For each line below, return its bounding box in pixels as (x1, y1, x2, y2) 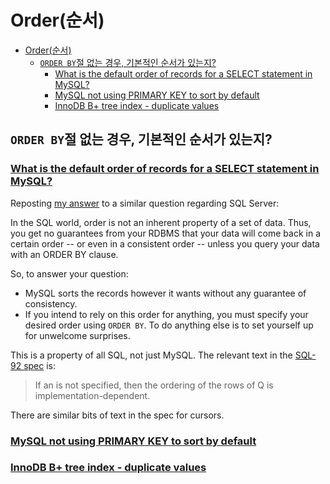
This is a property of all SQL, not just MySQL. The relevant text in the (10, 349, 293, 361)
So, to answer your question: (10, 267, 129, 280)
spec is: (23, 359, 57, 371)
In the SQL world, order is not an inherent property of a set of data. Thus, (10, 216, 312, 228)
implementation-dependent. (34, 389, 151, 401)
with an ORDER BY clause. (10, 248, 119, 260)
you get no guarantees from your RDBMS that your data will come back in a (10, 227, 321, 239)
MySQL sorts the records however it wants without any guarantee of (24, 287, 307, 299)
